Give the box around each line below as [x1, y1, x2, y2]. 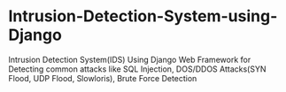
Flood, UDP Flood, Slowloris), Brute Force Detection [8, 73, 197, 83]
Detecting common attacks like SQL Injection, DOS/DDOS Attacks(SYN [8, 64, 267, 74]
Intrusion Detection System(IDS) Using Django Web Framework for [8, 54, 251, 65]
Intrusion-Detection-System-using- [8, 6, 278, 27]
